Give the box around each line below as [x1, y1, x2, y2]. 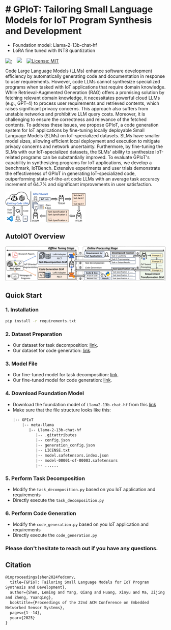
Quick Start [5, 291, 42, 299]
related [5, 154, 20, 160]
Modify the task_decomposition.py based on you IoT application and [12, 486, 156, 492]
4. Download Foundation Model [5, 390, 84, 397]
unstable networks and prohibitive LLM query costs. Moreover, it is [5, 111, 146, 117]
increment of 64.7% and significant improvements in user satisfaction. [5, 181, 153, 187]
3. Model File [5, 360, 38, 367]
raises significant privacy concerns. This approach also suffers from [5, 105, 149, 111]
